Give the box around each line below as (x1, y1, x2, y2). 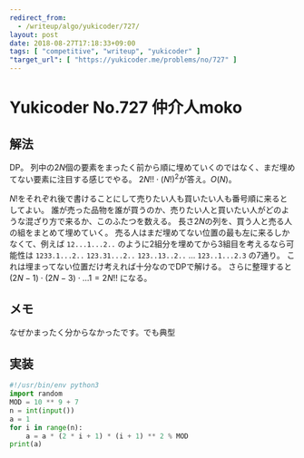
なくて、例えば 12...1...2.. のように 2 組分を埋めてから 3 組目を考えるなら (9, 238, 287, 249)
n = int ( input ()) (9, 405, 75, 415)
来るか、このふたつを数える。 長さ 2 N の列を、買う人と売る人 (64, 215, 293, 227)
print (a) (9, 440, 43, 449)
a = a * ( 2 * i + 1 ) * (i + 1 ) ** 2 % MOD (25, 432, 189, 441)
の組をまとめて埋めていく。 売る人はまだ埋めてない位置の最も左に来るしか (9, 227, 290, 238)
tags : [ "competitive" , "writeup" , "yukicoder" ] (9, 47, 201, 56)
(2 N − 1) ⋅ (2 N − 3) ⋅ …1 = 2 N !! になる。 (9, 272, 152, 283)
